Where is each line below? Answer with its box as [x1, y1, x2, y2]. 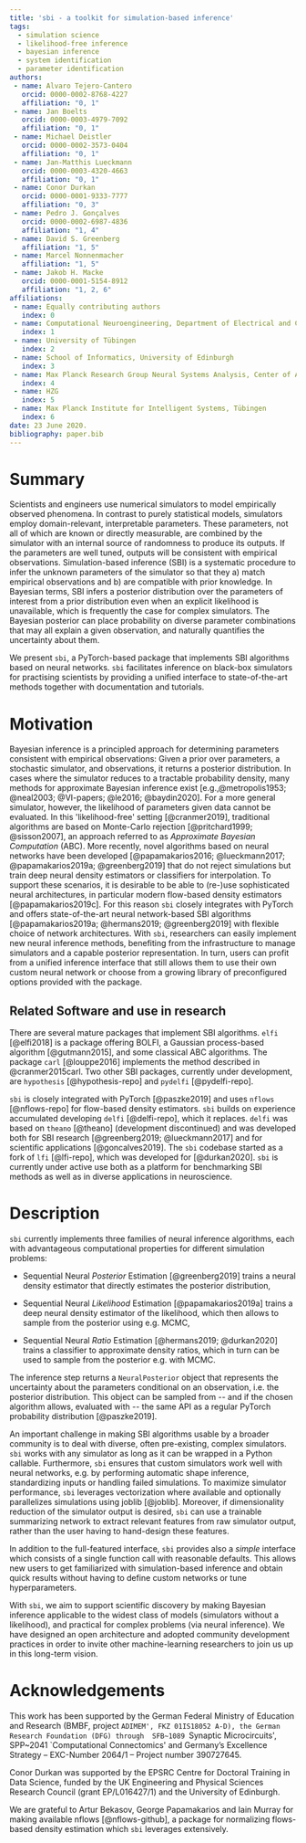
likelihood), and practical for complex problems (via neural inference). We [9, 1619, 285, 1630]
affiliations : [9, 293, 64, 302]
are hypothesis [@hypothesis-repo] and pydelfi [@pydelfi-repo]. [9, 1076, 254, 1087]
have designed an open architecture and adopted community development [9, 1629, 290, 1640]
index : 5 [21, 395, 55, 405]
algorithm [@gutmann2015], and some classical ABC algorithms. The [9, 1047, 268, 1058]
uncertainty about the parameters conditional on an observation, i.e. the [9, 1382, 280, 1393]
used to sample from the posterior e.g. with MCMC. [22, 1354, 216, 1365]
